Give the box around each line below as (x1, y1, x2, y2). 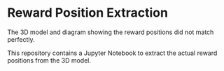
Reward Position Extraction (7, 5, 168, 21)
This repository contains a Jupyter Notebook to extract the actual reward (7, 49, 218, 57)
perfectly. (7, 35, 35, 43)
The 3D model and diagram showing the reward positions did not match (7, 28, 214, 36)
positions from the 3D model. (7, 56, 91, 64)
